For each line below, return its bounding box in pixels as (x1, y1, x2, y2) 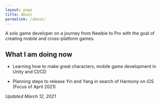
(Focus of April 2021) (12, 83, 56, 90)
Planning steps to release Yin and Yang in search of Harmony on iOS (12, 78, 154, 84)
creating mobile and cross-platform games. (5, 35, 95, 41)
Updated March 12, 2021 (5, 93, 56, 99)
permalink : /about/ (5, 16, 46, 21)
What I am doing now (5, 50, 73, 58)
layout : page (5, 7, 33, 12)
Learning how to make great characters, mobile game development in (12, 63, 156, 69)
